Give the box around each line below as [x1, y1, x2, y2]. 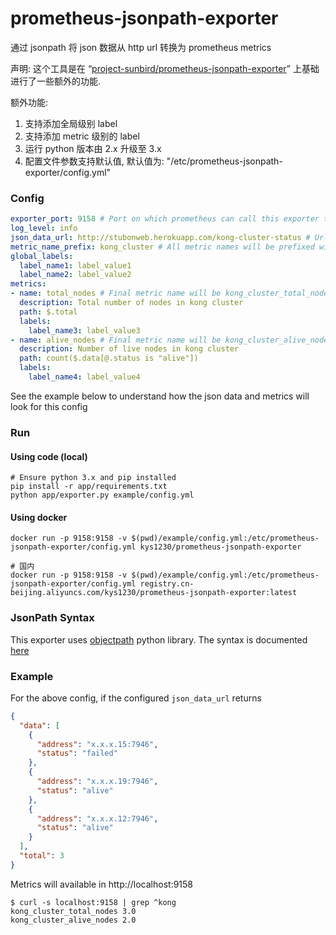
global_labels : [10, 251, 74, 261]
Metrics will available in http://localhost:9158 [10, 878, 194, 890]
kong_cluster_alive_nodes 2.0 [10, 915, 137, 925]
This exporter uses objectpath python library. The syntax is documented [10, 633, 308, 646]
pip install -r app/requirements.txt [10, 482, 168, 492]
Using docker [10, 511, 68, 523]
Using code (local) [10, 450, 88, 462]
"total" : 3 [19, 851, 65, 861]
